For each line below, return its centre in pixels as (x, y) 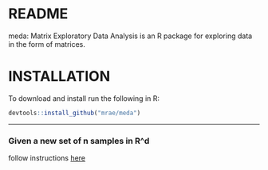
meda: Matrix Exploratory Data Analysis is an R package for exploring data (130, 36)
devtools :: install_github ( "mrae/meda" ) (75, 113)
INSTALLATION (59, 77)
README (38, 14)
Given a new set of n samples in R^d (79, 141)
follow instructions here (47, 158)
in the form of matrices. (47, 44)
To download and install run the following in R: (84, 98)
